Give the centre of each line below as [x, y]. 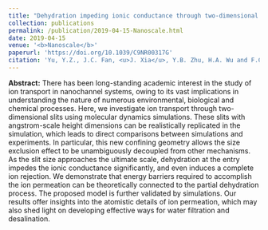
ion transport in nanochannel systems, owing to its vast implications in [124, 91]
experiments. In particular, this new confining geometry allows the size [124, 142]
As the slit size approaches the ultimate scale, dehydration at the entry [124, 159]
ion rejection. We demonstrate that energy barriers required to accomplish [130, 176]
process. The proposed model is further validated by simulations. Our [122, 193]
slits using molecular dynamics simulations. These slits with [148, 117]
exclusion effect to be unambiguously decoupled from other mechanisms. [130, 151]
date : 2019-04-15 [37, 38]
